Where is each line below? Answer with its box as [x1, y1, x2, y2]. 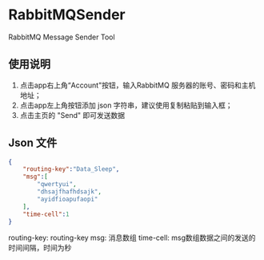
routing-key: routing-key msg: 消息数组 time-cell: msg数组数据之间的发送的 [8, 233, 256, 242]
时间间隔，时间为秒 [8, 243, 72, 253]
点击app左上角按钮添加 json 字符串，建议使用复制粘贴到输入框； [19, 100, 234, 110]
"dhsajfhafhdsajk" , [37, 188, 102, 196]
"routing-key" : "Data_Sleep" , [22, 165, 120, 173]
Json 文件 [8, 136, 58, 150]
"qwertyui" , [37, 181, 78, 189]
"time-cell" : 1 [22, 210, 70, 218]
